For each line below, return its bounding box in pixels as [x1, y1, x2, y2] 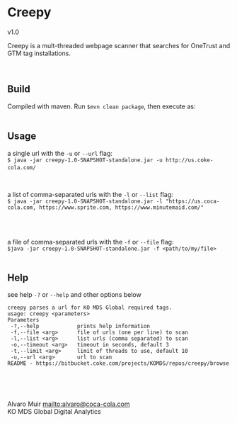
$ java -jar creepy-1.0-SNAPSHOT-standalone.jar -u [7, 157, 163, 164]
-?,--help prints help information [10, 323, 151, 330]
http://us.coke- [165, 157, 214, 164]
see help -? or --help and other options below [7, 291, 141, 299]
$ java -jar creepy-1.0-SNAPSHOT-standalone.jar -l [7, 198, 163, 205]
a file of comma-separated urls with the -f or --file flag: [7, 237, 174, 246]
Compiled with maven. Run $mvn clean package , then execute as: [7, 102, 196, 111]
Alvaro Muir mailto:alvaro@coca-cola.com [7, 400, 130, 408]
